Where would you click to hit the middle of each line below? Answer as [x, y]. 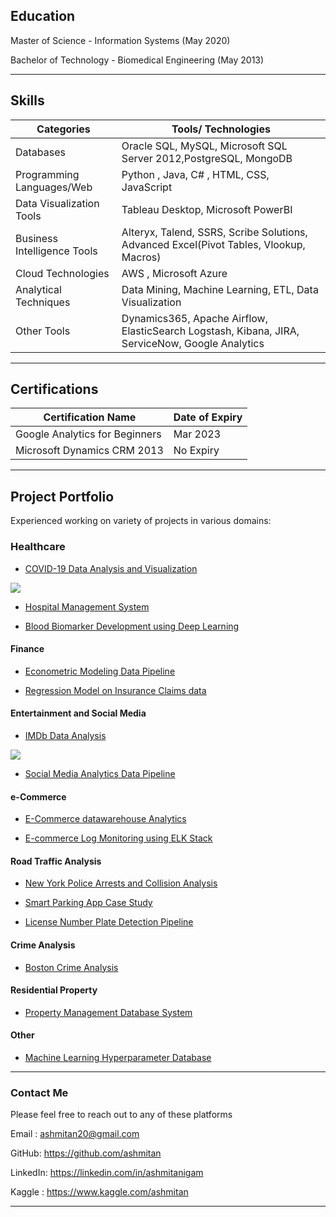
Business [36, 238]
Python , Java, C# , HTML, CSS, [195, 174]
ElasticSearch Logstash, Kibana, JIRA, [210, 331]
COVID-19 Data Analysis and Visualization [111, 568]
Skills [27, 100]
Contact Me [39, 1092]
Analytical [38, 289]
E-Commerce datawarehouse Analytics [105, 819]
